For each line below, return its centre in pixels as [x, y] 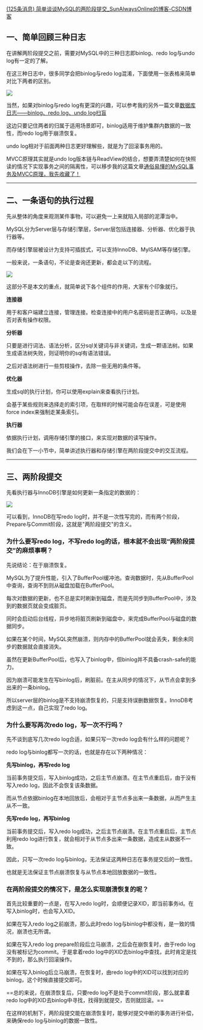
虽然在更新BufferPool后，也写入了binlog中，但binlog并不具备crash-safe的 [99, 659]
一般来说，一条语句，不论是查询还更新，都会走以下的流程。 [80, 262]
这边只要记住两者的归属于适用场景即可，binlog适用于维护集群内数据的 [93, 125]
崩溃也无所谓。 [35, 931]
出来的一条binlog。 [30, 687]
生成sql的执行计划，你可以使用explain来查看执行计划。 [75, 391]
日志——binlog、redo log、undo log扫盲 [56, 112]
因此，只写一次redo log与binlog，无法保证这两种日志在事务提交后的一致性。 [101, 860]
